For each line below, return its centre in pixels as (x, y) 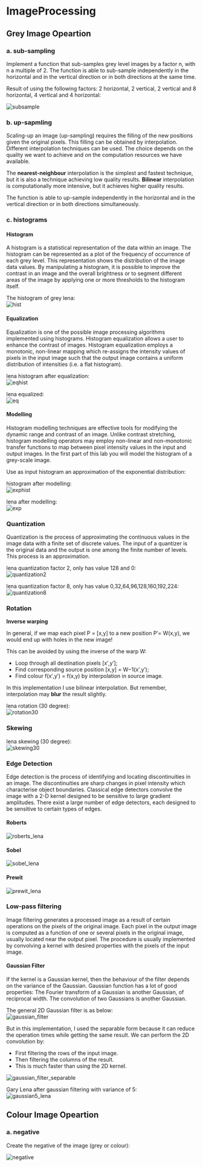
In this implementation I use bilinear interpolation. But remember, (87, 688)
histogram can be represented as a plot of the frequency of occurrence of (98, 254)
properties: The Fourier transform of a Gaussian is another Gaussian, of (95, 992)
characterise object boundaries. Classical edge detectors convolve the (94, 790)
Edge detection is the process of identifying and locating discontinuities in (98, 776)
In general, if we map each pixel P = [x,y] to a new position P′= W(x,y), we (98, 633)
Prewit (14, 877)
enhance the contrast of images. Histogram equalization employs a (90, 345)
